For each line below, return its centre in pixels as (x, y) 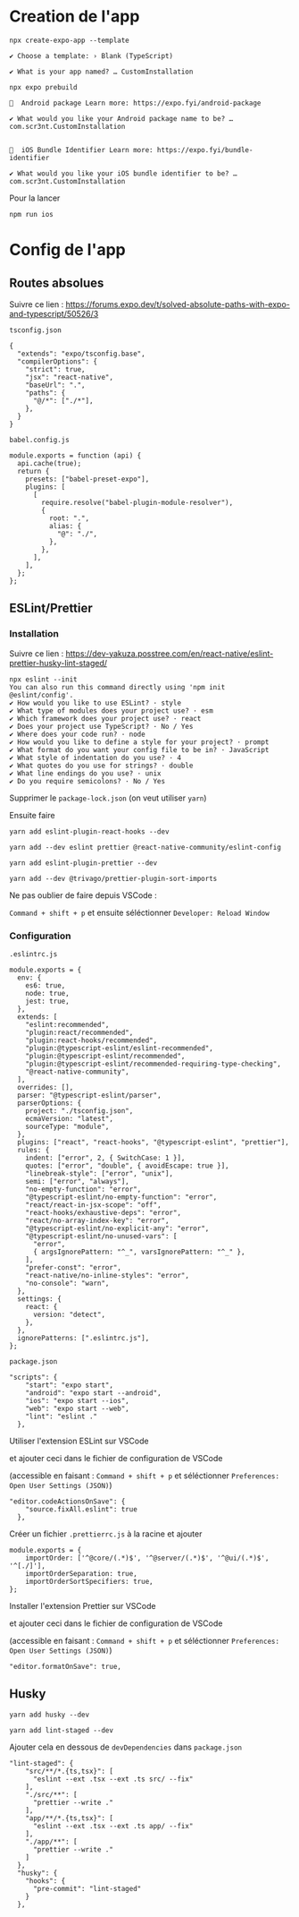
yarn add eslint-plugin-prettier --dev (83, 863)
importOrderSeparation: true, (82, 1573)
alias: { (65, 526)
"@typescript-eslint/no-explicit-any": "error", (117, 1228)
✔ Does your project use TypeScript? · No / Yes (101, 726)
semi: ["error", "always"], (77, 1181)
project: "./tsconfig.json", (79, 1111)
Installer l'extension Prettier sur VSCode (83, 1605)
